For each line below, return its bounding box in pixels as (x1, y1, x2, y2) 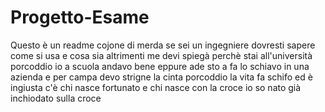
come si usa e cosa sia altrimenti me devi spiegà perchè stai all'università (10, 49, 313, 61)
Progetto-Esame (10, 6, 150, 29)
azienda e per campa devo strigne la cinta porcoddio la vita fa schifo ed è (10, 71, 313, 83)
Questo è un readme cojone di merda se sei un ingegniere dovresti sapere (10, 39, 316, 51)
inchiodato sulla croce (10, 92, 102, 104)
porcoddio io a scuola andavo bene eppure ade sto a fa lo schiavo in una (10, 60, 310, 72)
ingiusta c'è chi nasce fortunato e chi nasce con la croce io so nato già (10, 81, 302, 93)
